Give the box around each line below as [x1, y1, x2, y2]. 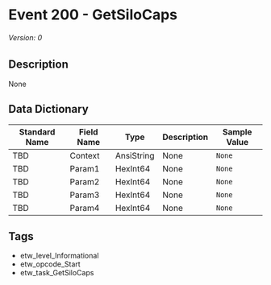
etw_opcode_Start [19, 259, 81, 269]
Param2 [69, 176, 100, 187]
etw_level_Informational [19, 251, 99, 261]
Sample [222, 126, 252, 138]
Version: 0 [8, 32, 43, 42]
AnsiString [115, 150, 155, 161]
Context [69, 150, 100, 161]
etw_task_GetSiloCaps [19, 268, 94, 278]
